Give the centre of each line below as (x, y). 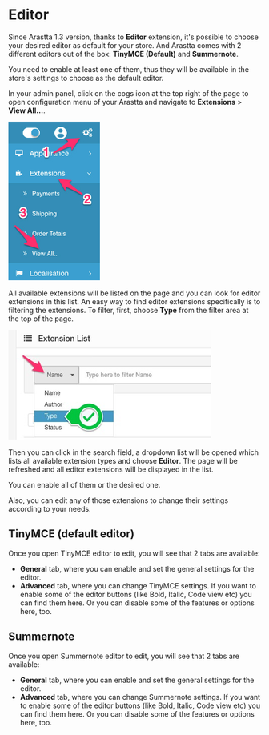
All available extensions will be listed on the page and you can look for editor (134, 293)
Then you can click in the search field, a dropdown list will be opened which (133, 452)
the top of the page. (41, 319)
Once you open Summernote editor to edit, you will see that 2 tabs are (124, 656)
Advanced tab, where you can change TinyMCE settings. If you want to (138, 585)
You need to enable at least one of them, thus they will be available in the (129, 69)
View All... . (27, 110)
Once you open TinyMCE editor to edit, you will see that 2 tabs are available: (134, 553)
